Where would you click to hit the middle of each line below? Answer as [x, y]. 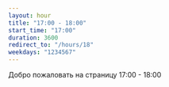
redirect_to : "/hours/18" [51, 45]
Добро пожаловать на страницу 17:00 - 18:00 [85, 75]
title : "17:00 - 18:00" [48, 23]
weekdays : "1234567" [42, 52]
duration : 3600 [33, 38]
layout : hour [30, 15]
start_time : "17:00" [42, 30]
